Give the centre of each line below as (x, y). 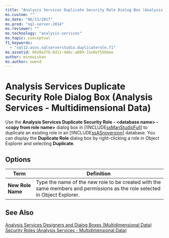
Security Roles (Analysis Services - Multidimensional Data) (66, 230)
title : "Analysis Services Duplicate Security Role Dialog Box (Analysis (84, 10)
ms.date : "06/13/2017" (29, 19)
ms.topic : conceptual (28, 38)
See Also (19, 213)
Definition (98, 174)
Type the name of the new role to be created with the (98, 182)
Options (18, 159)
